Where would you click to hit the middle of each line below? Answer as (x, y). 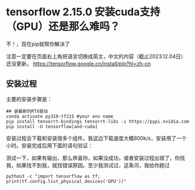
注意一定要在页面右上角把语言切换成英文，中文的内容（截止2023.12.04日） (96, 56)
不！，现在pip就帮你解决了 (38, 44)
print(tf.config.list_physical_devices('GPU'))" (66, 181)
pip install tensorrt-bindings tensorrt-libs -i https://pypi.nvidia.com (98, 121)
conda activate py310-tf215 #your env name (60, 116)
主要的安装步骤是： (29, 99)
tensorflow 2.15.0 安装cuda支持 (83, 12)
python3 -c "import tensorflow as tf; (53, 176)
